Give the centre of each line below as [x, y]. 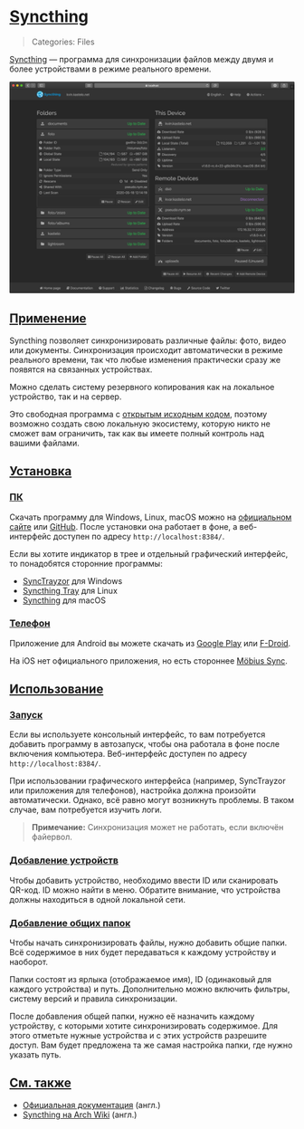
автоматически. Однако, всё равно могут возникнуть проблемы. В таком [152, 800]
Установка [41, 471]
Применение [48, 319]
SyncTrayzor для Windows [72, 580]
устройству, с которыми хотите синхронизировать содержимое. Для [144, 1026]
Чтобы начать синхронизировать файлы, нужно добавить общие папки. [148, 942]
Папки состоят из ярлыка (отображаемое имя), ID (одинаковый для [141, 980]
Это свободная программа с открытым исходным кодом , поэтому [138, 414]
